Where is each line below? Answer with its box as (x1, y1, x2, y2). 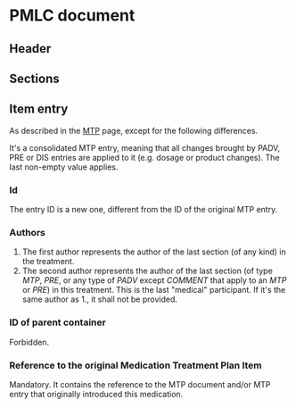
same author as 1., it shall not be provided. (21, 294, 178, 304)
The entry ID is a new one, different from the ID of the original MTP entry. (9, 204, 278, 215)
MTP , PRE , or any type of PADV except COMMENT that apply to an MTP (21, 275, 287, 286)
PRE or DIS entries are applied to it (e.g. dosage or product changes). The (9, 152, 280, 162)
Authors (9, 227, 46, 238)
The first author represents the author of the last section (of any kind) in (21, 246, 287, 257)
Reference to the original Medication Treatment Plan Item (9, 359, 262, 371)
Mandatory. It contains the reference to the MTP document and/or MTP (9, 379, 271, 389)
